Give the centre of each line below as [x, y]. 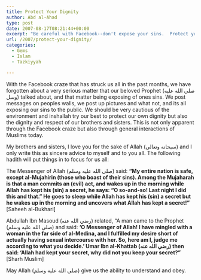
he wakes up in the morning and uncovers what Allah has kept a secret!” [98, 203]
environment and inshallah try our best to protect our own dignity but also [97, 116]
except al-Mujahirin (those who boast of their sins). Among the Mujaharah [100, 177]
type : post [20, 23]
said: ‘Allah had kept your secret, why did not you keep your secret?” [94, 252]
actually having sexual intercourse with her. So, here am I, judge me [92, 239]
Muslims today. [25, 135]
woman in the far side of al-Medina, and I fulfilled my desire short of [92, 233]
